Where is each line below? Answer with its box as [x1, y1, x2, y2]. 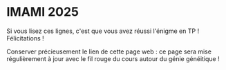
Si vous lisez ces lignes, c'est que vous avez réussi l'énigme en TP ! [6, 27, 200, 35]
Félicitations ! [6, 34, 44, 42]
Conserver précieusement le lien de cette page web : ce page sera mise [6, 47, 212, 56]
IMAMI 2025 [6, 4, 79, 20]
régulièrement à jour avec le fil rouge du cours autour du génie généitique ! [6, 54, 220, 62]
